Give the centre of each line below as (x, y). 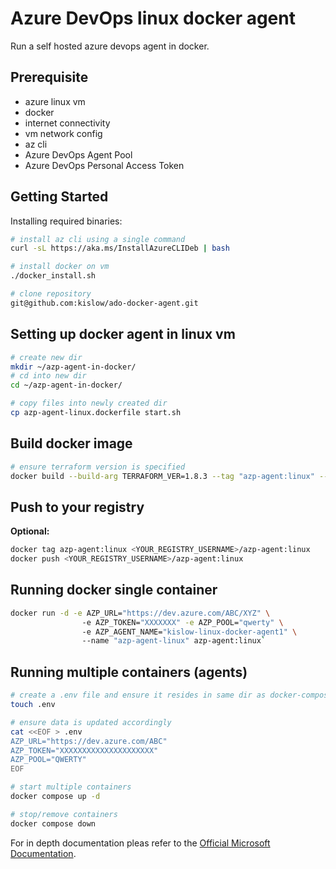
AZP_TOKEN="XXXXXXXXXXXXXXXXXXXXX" (84, 750)
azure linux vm (55, 101)
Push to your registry (77, 507)
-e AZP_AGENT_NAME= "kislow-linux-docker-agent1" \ (189, 632)
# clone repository (51, 294)
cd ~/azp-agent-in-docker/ (66, 385)
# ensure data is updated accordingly (91, 722)
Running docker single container (114, 590)
